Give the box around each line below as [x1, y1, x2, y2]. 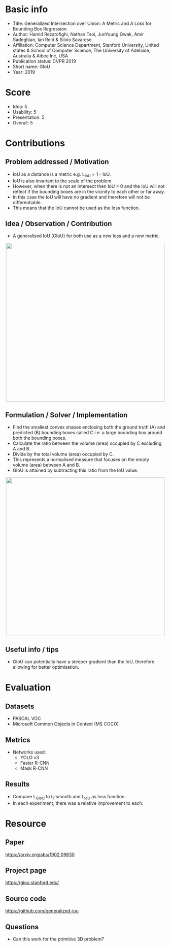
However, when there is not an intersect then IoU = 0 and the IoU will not [12, 183, 165, 189]
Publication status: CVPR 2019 [12, 58, 76, 64]
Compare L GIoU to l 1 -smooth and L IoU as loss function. [12, 793, 126, 801]
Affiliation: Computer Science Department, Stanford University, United [12, 42, 159, 48]
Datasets [5, 702, 35, 710]
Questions [5, 923, 39, 931]
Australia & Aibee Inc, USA [12, 52, 69, 59]
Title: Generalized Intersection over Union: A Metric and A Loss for [12, 20, 152, 26]
